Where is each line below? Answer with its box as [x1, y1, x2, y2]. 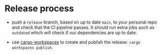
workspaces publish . [11, 44, 53, 50]
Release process [4, 3, 74, 14]
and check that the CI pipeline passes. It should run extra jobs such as [11, 24, 155, 30]
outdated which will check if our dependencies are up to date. [11, 29, 137, 35]
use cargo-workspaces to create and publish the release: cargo [11, 39, 141, 45]
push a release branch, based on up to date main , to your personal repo [11, 19, 157, 25]
